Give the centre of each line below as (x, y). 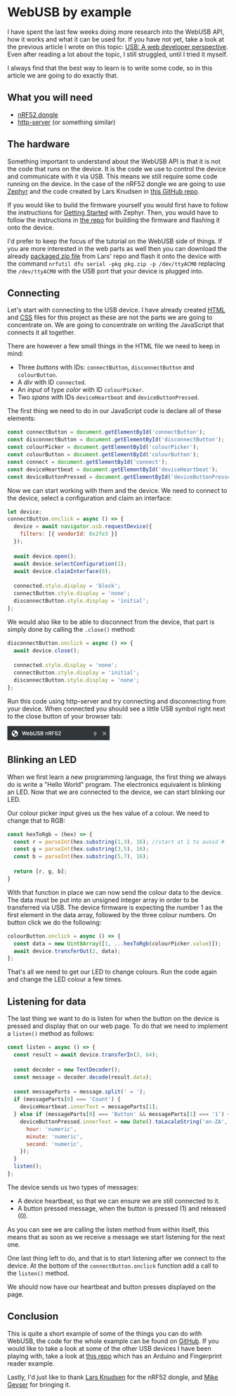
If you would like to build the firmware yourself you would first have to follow (118, 204)
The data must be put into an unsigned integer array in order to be (103, 900)
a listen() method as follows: (51, 1034)
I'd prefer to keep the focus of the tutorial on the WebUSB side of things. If (115, 241)
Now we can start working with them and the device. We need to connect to (117, 490)
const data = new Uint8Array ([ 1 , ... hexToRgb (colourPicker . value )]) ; (117, 943)
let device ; (25, 512)
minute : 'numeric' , (54, 1137)
